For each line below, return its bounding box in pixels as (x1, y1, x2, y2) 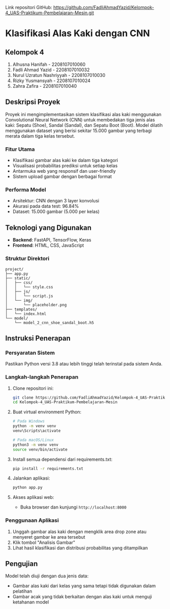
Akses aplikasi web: (12, 494, 54, 500)
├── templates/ (5, 307, 38, 312)
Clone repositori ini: (12, 385, 54, 391)
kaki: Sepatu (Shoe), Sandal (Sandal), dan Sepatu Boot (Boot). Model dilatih (5, 122, 163, 128)
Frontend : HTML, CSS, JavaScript (12, 242, 84, 249)
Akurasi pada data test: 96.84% (12, 203, 79, 209)
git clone (12, 395, 34, 400)
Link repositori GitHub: (5, 5, 52, 10)
